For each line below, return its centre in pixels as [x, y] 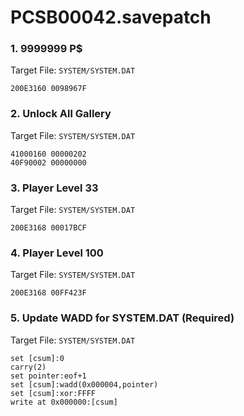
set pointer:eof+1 [48, 376]
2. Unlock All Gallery [61, 114]
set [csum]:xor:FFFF [53, 393]
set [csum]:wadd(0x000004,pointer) [84, 384]
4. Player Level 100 [57, 253]
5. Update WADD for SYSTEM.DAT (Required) [122, 318]
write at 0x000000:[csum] [64, 402]
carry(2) [28, 367]
